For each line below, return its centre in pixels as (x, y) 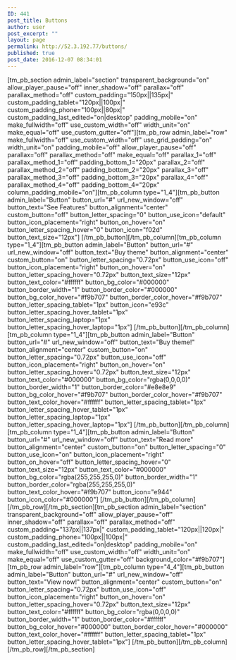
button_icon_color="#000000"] (53, 499)
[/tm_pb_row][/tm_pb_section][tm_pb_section (73, 507)
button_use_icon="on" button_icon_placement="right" (86, 454)
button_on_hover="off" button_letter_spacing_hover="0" (89, 462)
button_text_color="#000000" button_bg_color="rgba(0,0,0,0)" (99, 379)
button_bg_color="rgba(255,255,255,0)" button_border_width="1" (103, 477)
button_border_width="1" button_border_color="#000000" (92, 289)
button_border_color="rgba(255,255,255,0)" (72, 484)
